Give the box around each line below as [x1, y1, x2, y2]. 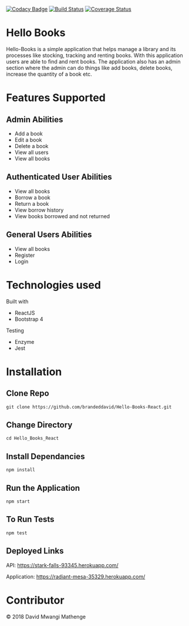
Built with [6, 297, 29, 305]
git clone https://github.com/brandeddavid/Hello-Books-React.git [6, 404, 172, 410]
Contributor [6, 594, 65, 607]
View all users [14, 149, 49, 156]
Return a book [14, 200, 49, 207]
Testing [6, 327, 25, 334]
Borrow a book [14, 194, 51, 201]
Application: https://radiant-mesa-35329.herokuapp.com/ [6, 573, 146, 580]
